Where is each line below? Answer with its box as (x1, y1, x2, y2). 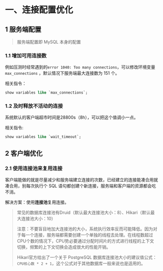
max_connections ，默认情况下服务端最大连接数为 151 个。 (5, 70, 120, 76)
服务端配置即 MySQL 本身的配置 (16, 39, 81, 45)
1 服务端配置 (5, 25, 42, 33)
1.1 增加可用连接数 (5, 52, 47, 59)
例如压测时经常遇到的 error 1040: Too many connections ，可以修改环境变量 (5, 64, 156, 70)
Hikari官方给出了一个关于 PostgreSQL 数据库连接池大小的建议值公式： (16, 255, 157, 260)
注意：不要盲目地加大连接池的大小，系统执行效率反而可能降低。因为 (16, 226, 153, 232)
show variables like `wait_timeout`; (5, 134, 81, 140)
